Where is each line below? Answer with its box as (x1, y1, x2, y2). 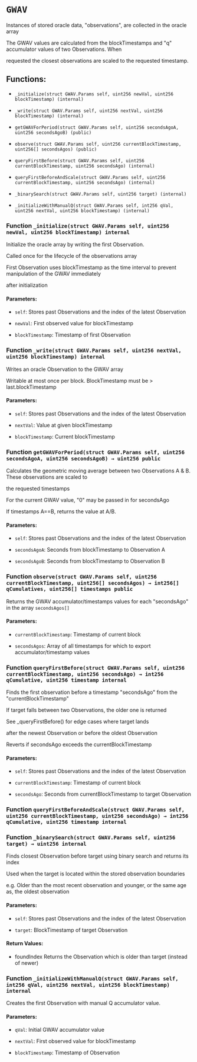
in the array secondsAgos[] (6, 604, 70, 611)
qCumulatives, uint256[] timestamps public (6, 586, 133, 593)
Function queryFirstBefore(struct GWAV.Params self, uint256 (6, 663, 185, 671)
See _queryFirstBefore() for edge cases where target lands (6, 718, 149, 725)
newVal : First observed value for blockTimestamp (14, 320, 134, 327)
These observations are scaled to (6, 474, 87, 481)
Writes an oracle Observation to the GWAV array (6, 366, 124, 373)
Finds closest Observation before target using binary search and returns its (6, 852, 189, 860)
